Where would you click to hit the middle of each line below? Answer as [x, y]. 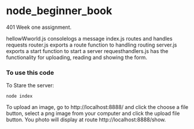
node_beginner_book [59, 11]
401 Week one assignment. [39, 27]
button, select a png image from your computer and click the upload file [93, 114]
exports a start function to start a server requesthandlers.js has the [87, 51]
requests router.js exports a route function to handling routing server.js [92, 45]
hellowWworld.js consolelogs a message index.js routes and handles [89, 38]
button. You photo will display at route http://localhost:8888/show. [86, 120]
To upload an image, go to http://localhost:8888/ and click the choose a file [97, 107]
